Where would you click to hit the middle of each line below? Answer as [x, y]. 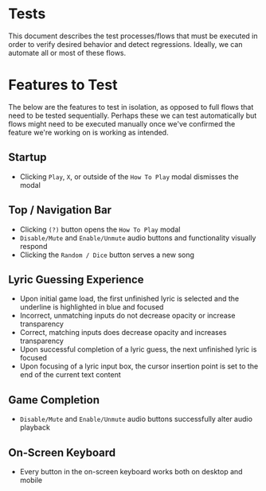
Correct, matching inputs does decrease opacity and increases [123, 333]
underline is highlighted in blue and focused [92, 307]
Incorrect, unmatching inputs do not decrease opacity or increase [127, 316]
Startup [27, 157]
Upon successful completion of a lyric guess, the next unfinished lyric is [138, 349]
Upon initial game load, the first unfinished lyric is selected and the [129, 298]
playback [35, 427]
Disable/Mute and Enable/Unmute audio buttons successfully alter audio [136, 419]
